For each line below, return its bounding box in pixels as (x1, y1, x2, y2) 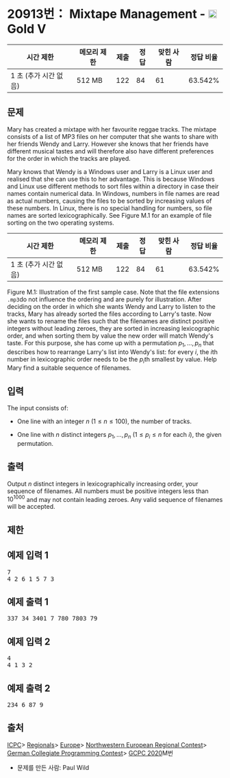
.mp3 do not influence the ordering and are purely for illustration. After (7, 295, 202, 303)
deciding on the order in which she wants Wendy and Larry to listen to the (7, 302, 216, 310)
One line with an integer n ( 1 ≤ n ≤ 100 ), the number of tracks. (16, 417, 192, 425)
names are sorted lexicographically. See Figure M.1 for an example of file (7, 211, 212, 219)
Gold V (7, 21, 47, 37)
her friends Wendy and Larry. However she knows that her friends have (7, 140, 209, 148)
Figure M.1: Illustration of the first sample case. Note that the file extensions (7, 288, 220, 296)
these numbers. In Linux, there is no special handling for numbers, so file (7, 203, 213, 212)
